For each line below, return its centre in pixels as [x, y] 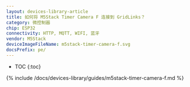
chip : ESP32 [21, 28]
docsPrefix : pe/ [26, 50]
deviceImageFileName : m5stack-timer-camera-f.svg [68, 45]
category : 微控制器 [28, 22]
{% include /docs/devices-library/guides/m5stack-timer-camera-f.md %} [95, 78]
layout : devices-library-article [47, 11]
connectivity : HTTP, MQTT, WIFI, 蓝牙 [53, 34]
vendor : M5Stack [26, 39]
